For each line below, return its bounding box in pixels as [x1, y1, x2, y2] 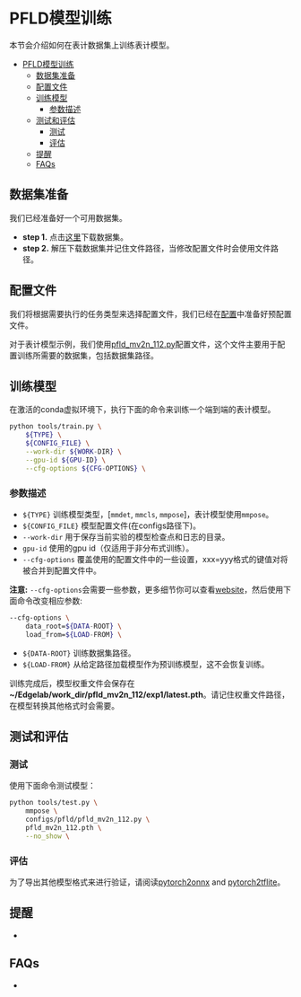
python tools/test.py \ [9, 798, 99, 807]
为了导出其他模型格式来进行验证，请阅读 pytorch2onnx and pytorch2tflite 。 [9, 877, 286, 887]
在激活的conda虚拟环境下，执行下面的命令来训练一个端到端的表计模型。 [9, 404, 276, 415]
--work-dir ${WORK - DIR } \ [25, 447, 123, 456]
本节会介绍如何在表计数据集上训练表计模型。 [9, 40, 175, 50]
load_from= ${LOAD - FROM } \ [25, 630, 123, 639]
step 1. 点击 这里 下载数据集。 [21, 231, 128, 243]
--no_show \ [25, 832, 70, 841]
